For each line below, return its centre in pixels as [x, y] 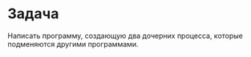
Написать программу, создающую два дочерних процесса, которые [125, 36]
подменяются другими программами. [73, 44]
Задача [33, 14]
